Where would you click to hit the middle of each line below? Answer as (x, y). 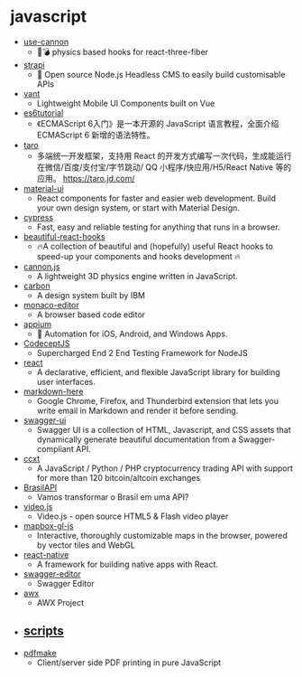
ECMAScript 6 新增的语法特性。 (96, 135)
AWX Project (60, 602)
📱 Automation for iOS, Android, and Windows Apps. (132, 334)
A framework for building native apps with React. (128, 564)
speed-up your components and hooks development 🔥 (139, 256)
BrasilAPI (40, 487)
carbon (37, 286)
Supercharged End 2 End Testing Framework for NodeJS (142, 353)
